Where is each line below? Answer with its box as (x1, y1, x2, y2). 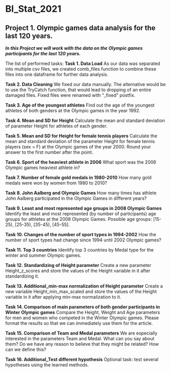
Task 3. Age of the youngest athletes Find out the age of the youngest (5, 102, 155, 108)
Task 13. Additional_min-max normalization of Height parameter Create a (5, 283, 163, 289)
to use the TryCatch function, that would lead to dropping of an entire (5, 87, 152, 93)
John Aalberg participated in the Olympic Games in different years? (5, 195, 147, 201)
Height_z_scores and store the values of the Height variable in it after (5, 267, 151, 274)
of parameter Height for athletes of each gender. (5, 123, 108, 129)
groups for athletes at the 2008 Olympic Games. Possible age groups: (5, 216, 152, 222)
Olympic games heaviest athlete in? (5, 164, 80, 171)
